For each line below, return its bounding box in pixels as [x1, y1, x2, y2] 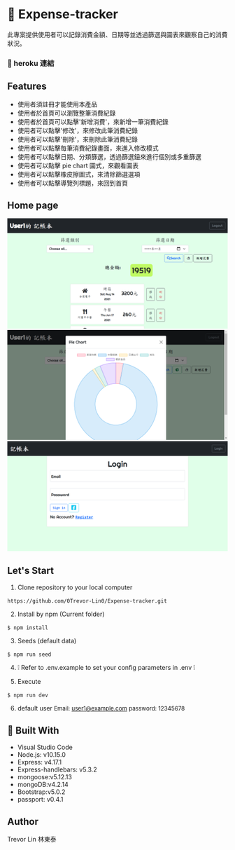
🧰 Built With [7, 725, 59, 736]
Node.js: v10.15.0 [17, 750, 66, 759]
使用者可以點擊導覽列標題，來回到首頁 [17, 179, 128, 187]
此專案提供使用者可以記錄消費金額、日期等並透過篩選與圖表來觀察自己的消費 [7, 30, 228, 39]
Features [7, 81, 47, 92]
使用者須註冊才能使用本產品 [17, 100, 98, 108]
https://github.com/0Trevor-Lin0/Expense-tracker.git [7, 598, 168, 605]
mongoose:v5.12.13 [17, 773, 72, 781]
